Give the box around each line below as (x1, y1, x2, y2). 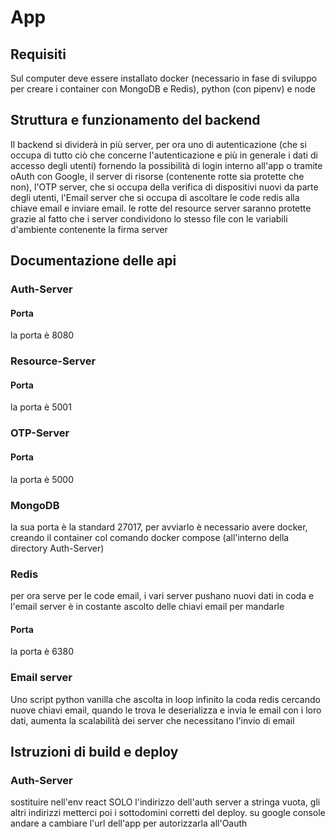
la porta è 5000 (10, 473, 74, 485)
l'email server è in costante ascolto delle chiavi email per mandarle (10, 601, 285, 613)
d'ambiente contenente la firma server (10, 223, 168, 235)
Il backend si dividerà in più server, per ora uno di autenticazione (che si (10, 138, 307, 150)
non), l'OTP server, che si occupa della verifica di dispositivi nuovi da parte (10, 181, 319, 193)
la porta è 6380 (10, 646, 75, 658)
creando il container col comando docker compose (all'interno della (10, 531, 290, 543)
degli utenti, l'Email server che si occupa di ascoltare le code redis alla (10, 191, 300, 203)
